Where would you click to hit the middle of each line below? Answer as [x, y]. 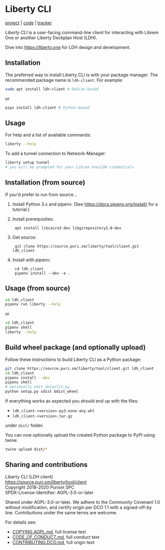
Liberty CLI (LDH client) [29, 477]
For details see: [21, 522]
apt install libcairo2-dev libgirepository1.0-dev [68, 228]
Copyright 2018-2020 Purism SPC [40, 487]
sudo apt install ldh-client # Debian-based [52, 89]
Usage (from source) [38, 288]
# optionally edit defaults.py [37, 387]
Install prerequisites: [33, 219]
